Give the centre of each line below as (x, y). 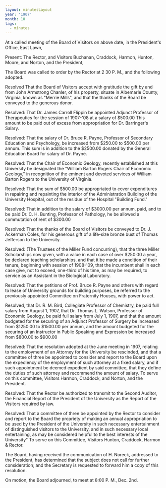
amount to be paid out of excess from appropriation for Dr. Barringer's (77, 123)
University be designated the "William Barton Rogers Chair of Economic (78, 169)
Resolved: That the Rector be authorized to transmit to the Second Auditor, (81, 393)
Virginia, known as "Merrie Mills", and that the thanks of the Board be (76, 98)
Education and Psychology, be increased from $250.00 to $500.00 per (77, 143)
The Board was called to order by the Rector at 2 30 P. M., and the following (83, 72)
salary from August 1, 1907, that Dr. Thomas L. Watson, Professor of (74, 311)
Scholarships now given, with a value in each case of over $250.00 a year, (81, 255)
